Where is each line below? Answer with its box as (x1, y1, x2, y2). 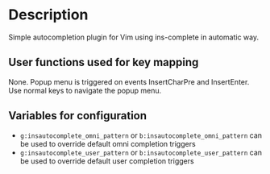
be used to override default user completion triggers (19, 155, 195, 166)
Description (8, 6, 89, 24)
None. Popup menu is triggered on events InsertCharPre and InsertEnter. (8, 77, 250, 86)
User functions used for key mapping (8, 56, 199, 69)
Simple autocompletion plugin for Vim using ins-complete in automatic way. (8, 32, 260, 42)
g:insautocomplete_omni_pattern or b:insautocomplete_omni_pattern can (19, 130, 263, 140)
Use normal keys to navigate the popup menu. (8, 85, 162, 95)
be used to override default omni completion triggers (19, 139, 196, 148)
